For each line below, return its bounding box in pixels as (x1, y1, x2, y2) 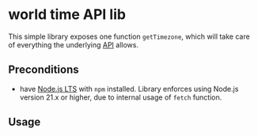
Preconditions (8, 63, 79, 77)
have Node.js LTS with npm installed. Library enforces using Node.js (19, 84, 239, 93)
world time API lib (8, 6, 127, 24)
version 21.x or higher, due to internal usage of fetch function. (19, 93, 222, 102)
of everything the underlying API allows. (8, 40, 138, 49)
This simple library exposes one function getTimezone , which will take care (8, 32, 251, 41)
